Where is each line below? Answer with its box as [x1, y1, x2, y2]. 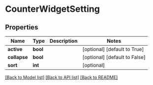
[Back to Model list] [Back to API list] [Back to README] [5, 75, 118, 80]
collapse [7, 54, 28, 60]
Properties [5, 23, 38, 31]
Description [49, 38, 78, 44]
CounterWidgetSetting [5, 3, 100, 15]
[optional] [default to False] [82, 54, 146, 60]
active [7, 46, 23, 53]
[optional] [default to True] [82, 46, 144, 53]
